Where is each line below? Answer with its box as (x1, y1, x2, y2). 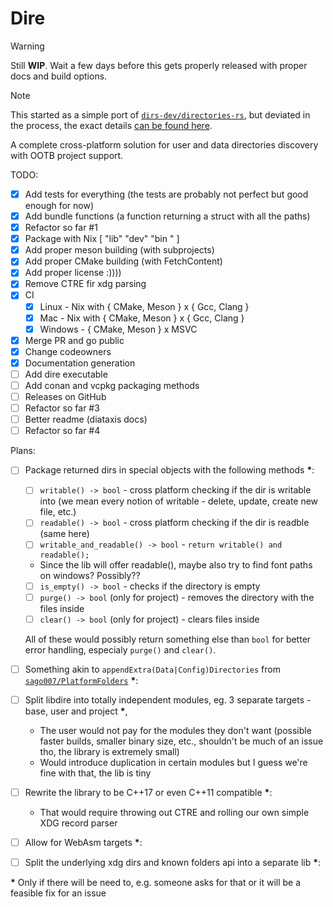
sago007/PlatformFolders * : (24, 674, 139, 686)
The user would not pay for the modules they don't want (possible (39, 724, 312, 736)
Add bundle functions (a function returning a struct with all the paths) (24, 210, 311, 222)
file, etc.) (39, 506, 77, 518)
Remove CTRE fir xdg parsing (24, 278, 147, 290)
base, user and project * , (24, 705, 128, 717)
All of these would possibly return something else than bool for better (24, 633, 312, 645)
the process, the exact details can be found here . (10, 119, 213, 131)
